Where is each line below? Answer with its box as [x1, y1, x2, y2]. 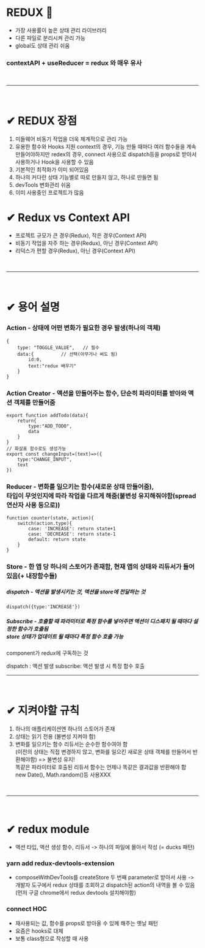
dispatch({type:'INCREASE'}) [6, 604, 81, 610]
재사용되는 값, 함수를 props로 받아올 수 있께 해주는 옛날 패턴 [15, 919, 159, 927]
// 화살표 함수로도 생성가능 [6, 445, 67, 452]
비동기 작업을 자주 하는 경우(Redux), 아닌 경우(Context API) [15, 239, 159, 247]
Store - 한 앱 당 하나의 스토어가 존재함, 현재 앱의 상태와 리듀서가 [6, 563, 182, 571]
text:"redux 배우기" [28, 363, 77, 369]
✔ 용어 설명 [6, 300, 60, 314]
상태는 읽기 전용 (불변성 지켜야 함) [15, 732, 96, 740]
